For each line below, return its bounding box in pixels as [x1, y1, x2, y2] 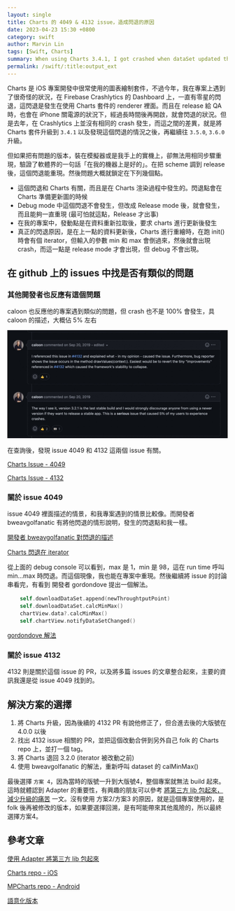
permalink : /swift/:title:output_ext [7, 63, 117, 70]
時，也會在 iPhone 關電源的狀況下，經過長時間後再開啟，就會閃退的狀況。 [7, 110, 221, 118]
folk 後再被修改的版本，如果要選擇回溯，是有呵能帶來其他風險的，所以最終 [7, 803, 222, 812]
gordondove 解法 [7, 630, 57, 640]
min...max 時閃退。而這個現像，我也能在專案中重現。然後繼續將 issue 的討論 [7, 572, 227, 580]
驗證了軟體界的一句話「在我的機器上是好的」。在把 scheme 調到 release [19, 160, 225, 168]
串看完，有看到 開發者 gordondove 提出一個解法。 [7, 581, 152, 589]
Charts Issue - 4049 [7, 460, 66, 469]
